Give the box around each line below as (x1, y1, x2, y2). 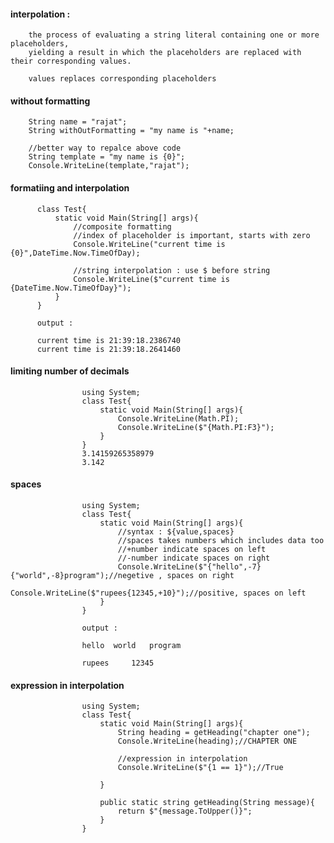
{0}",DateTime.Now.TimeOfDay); (10, 248, 141, 258)
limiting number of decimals (10, 365, 130, 377)
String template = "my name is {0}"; (28, 152, 186, 162)
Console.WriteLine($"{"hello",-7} (117, 562, 262, 572)
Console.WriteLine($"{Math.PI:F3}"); (117, 422, 275, 432)
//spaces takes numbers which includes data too (117, 536, 325, 546)
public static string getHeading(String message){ (99, 798, 315, 808)
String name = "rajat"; (28, 117, 128, 127)
